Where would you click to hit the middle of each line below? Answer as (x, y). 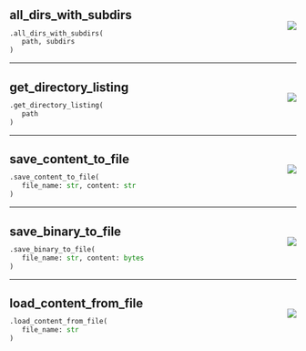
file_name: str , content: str (79, 186)
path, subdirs (48, 42)
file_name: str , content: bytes (83, 258)
